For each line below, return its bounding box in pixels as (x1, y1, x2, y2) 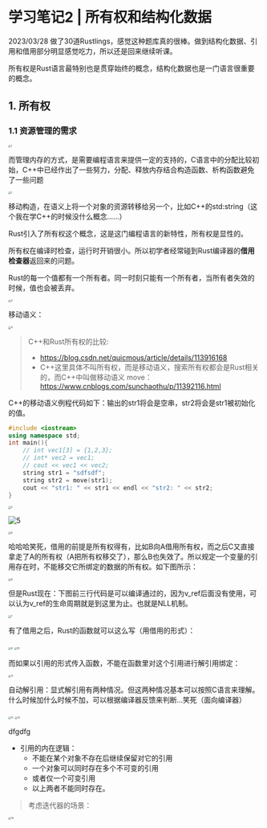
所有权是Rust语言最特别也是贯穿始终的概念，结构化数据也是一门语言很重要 (8, 63, 255, 73)
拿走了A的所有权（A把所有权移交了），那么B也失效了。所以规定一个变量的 (8, 551, 251, 561)
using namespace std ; (8, 432, 81, 440)
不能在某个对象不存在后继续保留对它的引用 (31, 753, 173, 763)
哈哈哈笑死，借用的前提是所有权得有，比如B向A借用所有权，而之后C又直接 (8, 541, 255, 551)
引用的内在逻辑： (19, 743, 77, 752)
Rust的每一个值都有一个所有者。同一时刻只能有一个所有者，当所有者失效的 (8, 273, 255, 283)
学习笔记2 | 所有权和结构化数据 (8, 8, 212, 27)
